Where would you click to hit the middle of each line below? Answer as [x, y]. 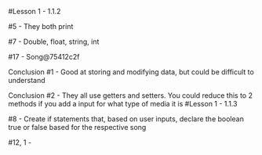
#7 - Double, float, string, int [54, 41]
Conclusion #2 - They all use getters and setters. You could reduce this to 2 [131, 96]
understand [27, 80]
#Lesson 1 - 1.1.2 [35, 11]
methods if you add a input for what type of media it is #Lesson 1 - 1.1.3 [123, 104]
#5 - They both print [41, 26]
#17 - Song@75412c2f [44, 57]
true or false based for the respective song [77, 127]
